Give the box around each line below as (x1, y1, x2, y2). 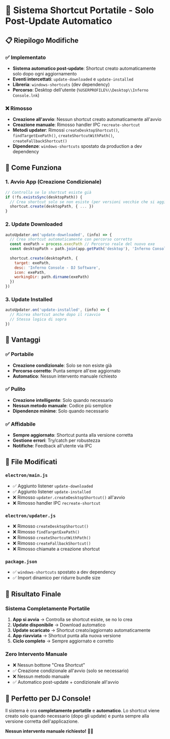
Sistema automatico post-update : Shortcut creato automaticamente (12, 65, 156, 71)
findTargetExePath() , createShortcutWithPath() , (12, 133, 114, 139)
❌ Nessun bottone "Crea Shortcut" (12, 662, 85, 668)
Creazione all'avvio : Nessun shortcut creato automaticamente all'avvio (12, 116, 162, 122)
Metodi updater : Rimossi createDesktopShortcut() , (12, 127, 120, 133)
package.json (5, 559, 37, 565)
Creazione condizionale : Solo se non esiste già (12, 362, 112, 368)
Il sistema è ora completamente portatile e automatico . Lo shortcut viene (5, 708, 160, 714)
